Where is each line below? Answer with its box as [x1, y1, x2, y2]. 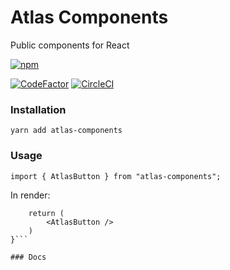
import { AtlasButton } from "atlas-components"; [10, 171, 222, 181]
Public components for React [10, 39, 130, 51]
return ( [28, 208, 65, 218]
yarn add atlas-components [10, 126, 123, 136]
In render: [10, 189, 51, 201]
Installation [10, 102, 67, 116]
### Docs [10, 252, 47, 262]
